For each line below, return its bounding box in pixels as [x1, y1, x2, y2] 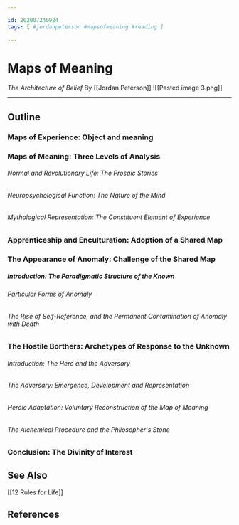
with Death [7, 319, 40, 328]
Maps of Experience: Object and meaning [7, 132, 154, 142]
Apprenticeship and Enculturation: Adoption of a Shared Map [7, 235, 223, 245]
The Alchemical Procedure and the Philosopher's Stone [7, 425, 170, 434]
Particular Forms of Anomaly [7, 290, 92, 298]
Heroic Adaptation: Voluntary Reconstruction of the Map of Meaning [7, 403, 208, 412]
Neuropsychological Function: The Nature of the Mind [7, 191, 166, 199]
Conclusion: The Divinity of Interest [7, 447, 133, 457]
